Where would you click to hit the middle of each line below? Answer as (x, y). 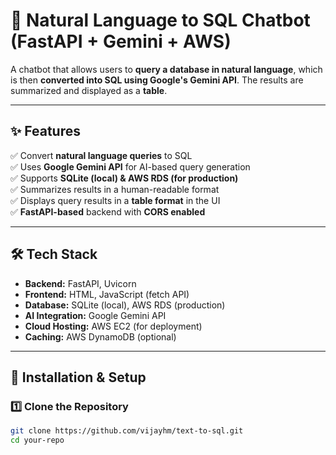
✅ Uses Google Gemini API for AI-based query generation (130, 166)
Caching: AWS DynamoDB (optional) (100, 336)
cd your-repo (37, 440)
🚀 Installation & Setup (78, 377)
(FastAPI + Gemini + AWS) (121, 41)
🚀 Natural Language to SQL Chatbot (160, 20)
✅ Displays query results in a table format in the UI (115, 200)
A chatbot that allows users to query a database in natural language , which (166, 69)
